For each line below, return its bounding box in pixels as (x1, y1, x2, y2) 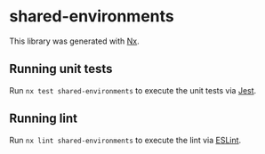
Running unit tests (9, 61, 113, 77)
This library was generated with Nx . (9, 36, 140, 46)
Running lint (9, 111, 78, 126)
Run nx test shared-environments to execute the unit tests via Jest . (9, 85, 257, 95)
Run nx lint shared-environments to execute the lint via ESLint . (9, 134, 242, 145)
